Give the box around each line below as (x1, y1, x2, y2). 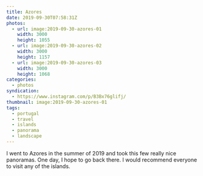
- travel (12, 116, 34, 122)
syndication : (6, 88, 40, 94)
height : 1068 (17, 71, 50, 77)
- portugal (12, 110, 40, 117)
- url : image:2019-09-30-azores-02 (12, 43, 102, 49)
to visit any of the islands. (6, 162, 71, 170)
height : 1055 (17, 37, 50, 43)
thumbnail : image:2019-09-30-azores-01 (6, 99, 108, 105)
